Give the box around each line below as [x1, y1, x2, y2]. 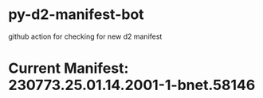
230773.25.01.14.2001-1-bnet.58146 [8, 77, 256, 94]
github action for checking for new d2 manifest [8, 32, 163, 41]
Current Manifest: [8, 59, 129, 77]
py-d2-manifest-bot [8, 6, 145, 24]
